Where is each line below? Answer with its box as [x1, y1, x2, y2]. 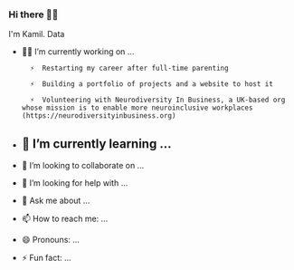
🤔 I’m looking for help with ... [21, 178, 128, 188]
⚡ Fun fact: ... [21, 253, 71, 264]
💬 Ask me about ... [21, 195, 90, 207]
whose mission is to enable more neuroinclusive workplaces [21, 103, 253, 112]
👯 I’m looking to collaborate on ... [21, 160, 145, 171]
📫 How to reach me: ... [21, 213, 109, 225]
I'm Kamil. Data [8, 29, 65, 40]
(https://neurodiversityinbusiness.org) [21, 111, 176, 121]
